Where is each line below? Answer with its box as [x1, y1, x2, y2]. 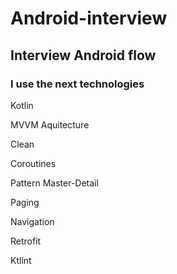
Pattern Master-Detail [10, 177, 99, 189]
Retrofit [10, 235, 42, 247]
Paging [10, 196, 40, 208]
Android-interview [10, 7, 168, 30]
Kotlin [10, 99, 34, 111]
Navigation [10, 215, 55, 227]
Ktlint [10, 254, 32, 266]
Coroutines [10, 157, 57, 169]
